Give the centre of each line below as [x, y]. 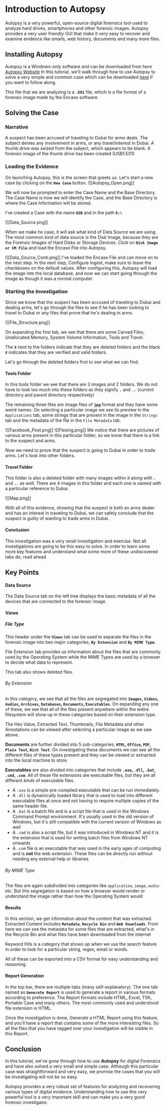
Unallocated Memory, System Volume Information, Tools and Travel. [75, 337]
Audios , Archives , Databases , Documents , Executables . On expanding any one [82, 704]
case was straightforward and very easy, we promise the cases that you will [83, 1072]
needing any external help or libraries [50, 859]
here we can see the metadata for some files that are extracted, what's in [80, 929]
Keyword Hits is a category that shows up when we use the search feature [81, 944]
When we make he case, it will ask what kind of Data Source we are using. [81, 232]
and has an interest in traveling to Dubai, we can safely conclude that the [80, 513]
